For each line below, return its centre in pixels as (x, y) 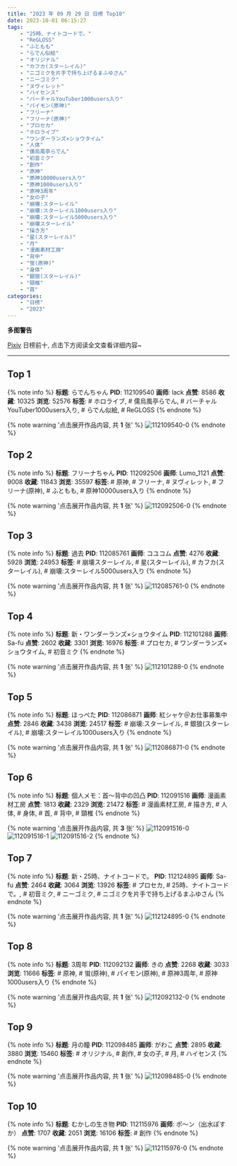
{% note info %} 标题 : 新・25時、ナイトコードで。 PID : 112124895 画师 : (111, 876)
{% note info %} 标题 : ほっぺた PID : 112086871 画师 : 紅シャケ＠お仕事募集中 (117, 715)
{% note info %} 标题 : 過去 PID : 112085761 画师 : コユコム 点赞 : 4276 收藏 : (114, 553)
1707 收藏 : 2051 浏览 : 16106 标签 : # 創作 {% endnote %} (118, 1133)
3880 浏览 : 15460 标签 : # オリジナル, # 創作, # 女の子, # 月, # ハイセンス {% (117, 1054)
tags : (15, 27)
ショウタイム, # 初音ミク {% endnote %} (66, 652)
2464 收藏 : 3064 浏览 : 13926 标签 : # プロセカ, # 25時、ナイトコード (130, 885)
